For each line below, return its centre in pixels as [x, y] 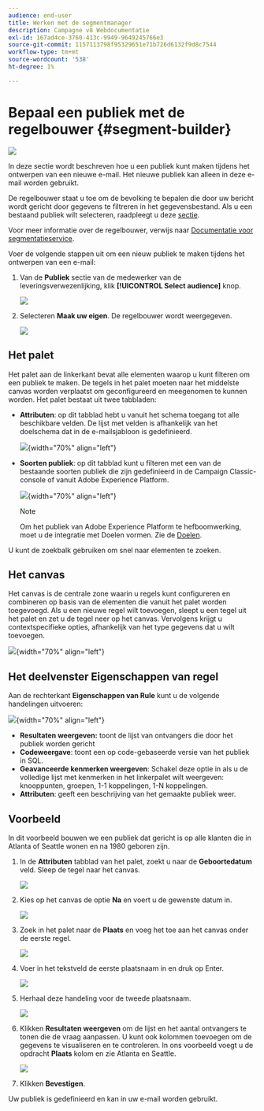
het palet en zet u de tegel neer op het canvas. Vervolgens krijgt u [115, 619]
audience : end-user [40, 15]
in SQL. [32, 760]
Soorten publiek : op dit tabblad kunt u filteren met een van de [120, 463]
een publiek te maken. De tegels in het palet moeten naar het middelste [124, 382]
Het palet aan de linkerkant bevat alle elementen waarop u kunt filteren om [129, 374]
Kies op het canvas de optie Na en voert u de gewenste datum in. [126, 900]
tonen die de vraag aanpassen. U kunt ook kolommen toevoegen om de [136, 1036]
